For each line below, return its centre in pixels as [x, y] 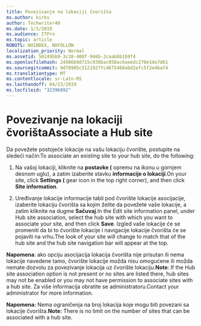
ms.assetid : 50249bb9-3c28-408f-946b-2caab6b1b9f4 [71, 57]
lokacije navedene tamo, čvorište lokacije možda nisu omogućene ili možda [100, 261]
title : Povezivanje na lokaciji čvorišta [59, 12]
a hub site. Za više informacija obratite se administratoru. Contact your [93, 286]
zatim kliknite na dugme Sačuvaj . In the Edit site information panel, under [105, 211]
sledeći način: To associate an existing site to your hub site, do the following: [100, 155]
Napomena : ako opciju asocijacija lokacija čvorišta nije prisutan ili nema [95, 254]
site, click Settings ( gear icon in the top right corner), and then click [100, 180]
